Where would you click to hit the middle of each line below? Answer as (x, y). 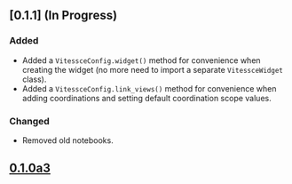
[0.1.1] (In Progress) (63, 16)
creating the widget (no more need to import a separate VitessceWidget (153, 69)
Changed (30, 121)
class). (34, 79)
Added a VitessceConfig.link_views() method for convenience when (149, 88)
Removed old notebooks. (67, 140)
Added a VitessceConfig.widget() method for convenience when (141, 60)
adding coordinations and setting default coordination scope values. (147, 98)
